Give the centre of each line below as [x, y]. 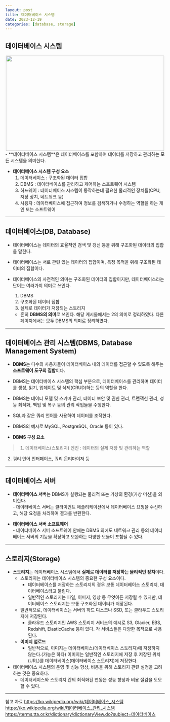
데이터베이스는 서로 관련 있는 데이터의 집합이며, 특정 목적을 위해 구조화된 [84, 262]
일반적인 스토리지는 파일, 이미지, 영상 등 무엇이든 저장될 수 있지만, [92, 597]
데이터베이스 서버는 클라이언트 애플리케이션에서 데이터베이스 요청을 [82, 507]
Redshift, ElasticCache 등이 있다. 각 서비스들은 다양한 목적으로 [90, 629]
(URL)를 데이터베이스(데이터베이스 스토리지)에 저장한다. [83, 661]
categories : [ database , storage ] [40, 24]
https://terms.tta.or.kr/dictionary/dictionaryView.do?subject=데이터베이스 [80, 714]
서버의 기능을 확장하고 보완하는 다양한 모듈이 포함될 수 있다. [85, 536]
